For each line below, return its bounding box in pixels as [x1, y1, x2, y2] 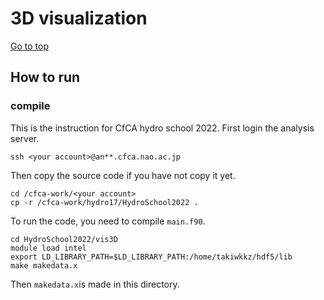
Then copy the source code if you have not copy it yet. [10, 169, 236, 181]
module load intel [10, 243, 87, 253]
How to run [10, 69, 81, 86]
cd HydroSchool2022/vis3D [10, 234, 118, 244]
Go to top [10, 40, 49, 52]
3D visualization [10, 7, 148, 30]
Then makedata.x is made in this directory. [10, 278, 180, 290]
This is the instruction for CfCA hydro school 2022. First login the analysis [10, 122, 315, 134]
